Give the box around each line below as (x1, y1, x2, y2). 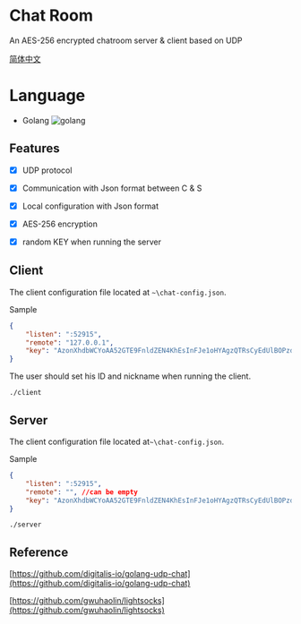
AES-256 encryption (21, 218, 99, 229)
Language (9, 86, 86, 106)
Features (9, 141, 60, 157)
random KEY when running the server (21, 236, 162, 247)
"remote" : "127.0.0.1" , (25, 338, 115, 347)
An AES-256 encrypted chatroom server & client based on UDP (9, 35, 243, 46)
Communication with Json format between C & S (21, 183, 202, 193)
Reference (9, 544, 69, 560)
